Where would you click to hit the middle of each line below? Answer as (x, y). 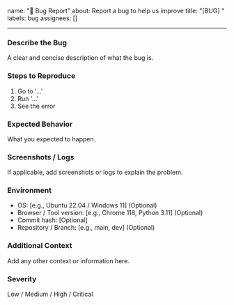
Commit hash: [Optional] (53, 220)
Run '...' (28, 98)
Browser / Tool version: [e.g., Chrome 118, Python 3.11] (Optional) (110, 213)
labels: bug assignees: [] (42, 18)
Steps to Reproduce (41, 76)
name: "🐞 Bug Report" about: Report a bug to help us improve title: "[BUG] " (116, 11)
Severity (22, 279)
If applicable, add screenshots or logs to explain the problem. (95, 172)
